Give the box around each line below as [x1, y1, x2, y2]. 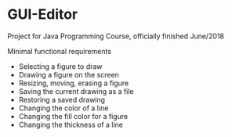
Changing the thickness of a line [18, 120, 123, 129]
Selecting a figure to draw [18, 61, 103, 71]
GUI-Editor [7, 5, 78, 23]
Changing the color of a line [18, 103, 109, 113]
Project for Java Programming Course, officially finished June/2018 [7, 31, 225, 41]
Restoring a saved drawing [18, 95, 106, 104]
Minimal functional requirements [7, 46, 111, 56]
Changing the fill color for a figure [18, 111, 129, 121]
